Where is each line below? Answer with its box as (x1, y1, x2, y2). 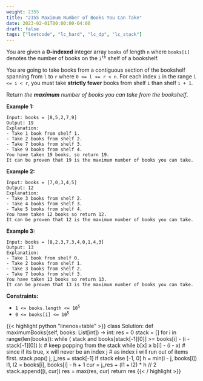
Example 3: (6, 227, 35, 235)
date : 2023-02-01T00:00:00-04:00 (6, 20, 91, 26)
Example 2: (6, 168, 35, 175)
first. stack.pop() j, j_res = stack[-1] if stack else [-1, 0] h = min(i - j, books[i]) (6, 355, 198, 362)
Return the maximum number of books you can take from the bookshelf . (6, 91, 188, 98)
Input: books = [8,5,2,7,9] (6, 115, 78, 121)
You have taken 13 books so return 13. (6, 276, 107, 283)
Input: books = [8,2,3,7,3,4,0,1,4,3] (6, 239, 104, 245)
